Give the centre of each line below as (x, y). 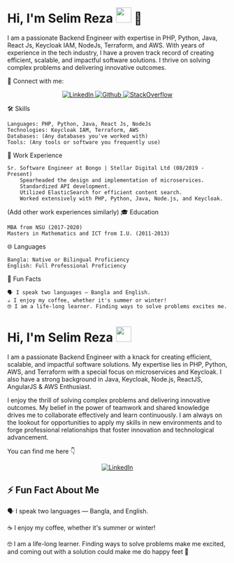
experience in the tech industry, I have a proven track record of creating (111, 52)
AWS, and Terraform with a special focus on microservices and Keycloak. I (115, 372)
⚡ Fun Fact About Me (53, 490)
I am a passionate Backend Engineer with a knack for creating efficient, (110, 357)
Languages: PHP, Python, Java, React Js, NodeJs (79, 124)
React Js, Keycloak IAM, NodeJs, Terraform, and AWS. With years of (106, 45)
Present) (20, 174)
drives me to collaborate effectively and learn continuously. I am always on (115, 415)
